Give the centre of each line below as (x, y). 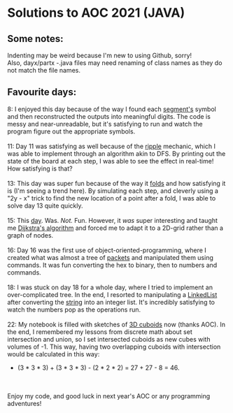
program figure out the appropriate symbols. (71, 131)
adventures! (24, 403)
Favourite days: (42, 92)
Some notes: (35, 39)
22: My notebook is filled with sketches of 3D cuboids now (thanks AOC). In (116, 324)
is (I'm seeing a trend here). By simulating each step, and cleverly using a (113, 191)
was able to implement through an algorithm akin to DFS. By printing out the (116, 153)
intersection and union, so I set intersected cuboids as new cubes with (109, 339)
